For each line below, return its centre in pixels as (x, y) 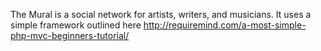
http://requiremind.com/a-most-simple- (225, 25)
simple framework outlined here (76, 25)
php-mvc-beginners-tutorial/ (70, 35)
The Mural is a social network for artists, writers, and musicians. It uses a (161, 14)
